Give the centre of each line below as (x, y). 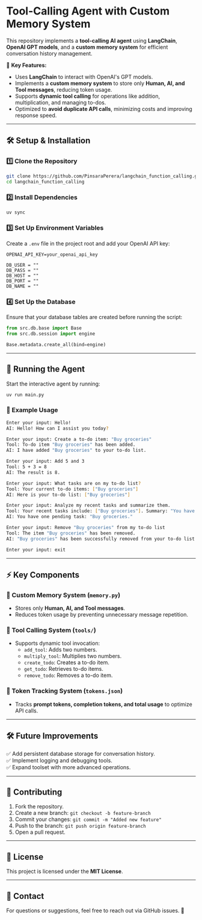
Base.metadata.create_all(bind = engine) (56, 344)
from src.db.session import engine (51, 334)
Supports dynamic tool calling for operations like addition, (87, 96)
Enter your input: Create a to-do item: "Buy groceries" (79, 439)
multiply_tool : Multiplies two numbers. (73, 656)
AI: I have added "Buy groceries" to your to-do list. (76, 451)
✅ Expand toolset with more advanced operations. (69, 767)
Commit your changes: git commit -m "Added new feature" (88, 819)
